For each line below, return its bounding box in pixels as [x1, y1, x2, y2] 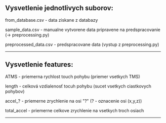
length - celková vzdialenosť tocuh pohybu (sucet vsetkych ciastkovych [5, 83, 152, 89]
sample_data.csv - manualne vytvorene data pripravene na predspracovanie [5, 27, 161, 33]
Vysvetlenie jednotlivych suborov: [5, 4, 114, 12]
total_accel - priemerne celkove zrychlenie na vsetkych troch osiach [5, 107, 144, 113]
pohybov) [5, 88, 25, 94]
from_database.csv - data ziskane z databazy [5, 17, 98, 23]
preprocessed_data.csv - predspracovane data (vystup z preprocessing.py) [5, 41, 160, 47]
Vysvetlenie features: [5, 60, 73, 69]
